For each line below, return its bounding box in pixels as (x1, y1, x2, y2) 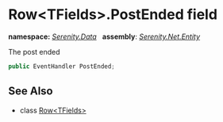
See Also (8, 85, 53, 98)
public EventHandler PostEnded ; (8, 62, 115, 71)
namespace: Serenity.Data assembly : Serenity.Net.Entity (8, 32, 201, 41)
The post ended (8, 47, 61, 56)
